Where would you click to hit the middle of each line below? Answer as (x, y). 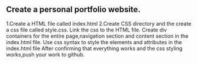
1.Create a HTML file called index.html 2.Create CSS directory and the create (99, 23)
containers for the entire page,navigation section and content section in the (97, 36)
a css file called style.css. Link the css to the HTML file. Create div (86, 30)
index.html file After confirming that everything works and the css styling (94, 48)
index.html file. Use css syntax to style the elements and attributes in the (94, 42)
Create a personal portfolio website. (74, 10)
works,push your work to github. (46, 54)
